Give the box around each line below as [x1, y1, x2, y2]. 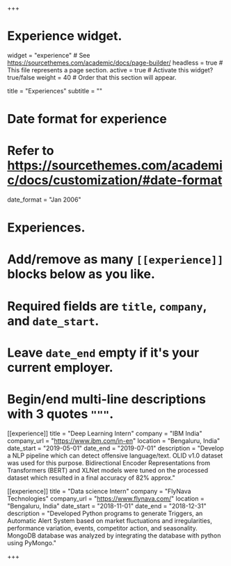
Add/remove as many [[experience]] [7, 252, 224, 268]
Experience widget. [7, 29, 122, 44]
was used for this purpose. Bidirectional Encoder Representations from [7, 458, 211, 467]
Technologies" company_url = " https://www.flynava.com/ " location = [7, 494, 205, 503]
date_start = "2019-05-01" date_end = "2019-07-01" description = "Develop [7, 444, 224, 452]
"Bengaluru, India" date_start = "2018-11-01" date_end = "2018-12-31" [7, 501, 207, 510]
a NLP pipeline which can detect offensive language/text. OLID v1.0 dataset [7, 451, 223, 460]
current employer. [7, 359, 113, 375]
